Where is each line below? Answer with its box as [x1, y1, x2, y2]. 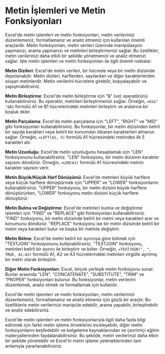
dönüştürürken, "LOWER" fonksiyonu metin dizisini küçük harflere [5, 190, 139, 196]
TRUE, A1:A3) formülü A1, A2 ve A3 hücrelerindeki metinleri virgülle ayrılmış [5, 251, 158, 257]
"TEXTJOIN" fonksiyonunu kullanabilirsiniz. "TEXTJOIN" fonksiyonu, [5, 240, 143, 247]
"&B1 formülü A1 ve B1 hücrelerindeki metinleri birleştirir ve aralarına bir [5, 103, 149, 109]
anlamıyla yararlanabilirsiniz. [5, 343, 63, 349]
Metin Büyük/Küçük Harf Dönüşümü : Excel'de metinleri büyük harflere [5, 174, 150, 180]
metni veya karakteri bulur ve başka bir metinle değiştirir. [5, 225, 120, 232]
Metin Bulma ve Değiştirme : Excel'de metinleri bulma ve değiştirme [5, 205, 143, 211]
